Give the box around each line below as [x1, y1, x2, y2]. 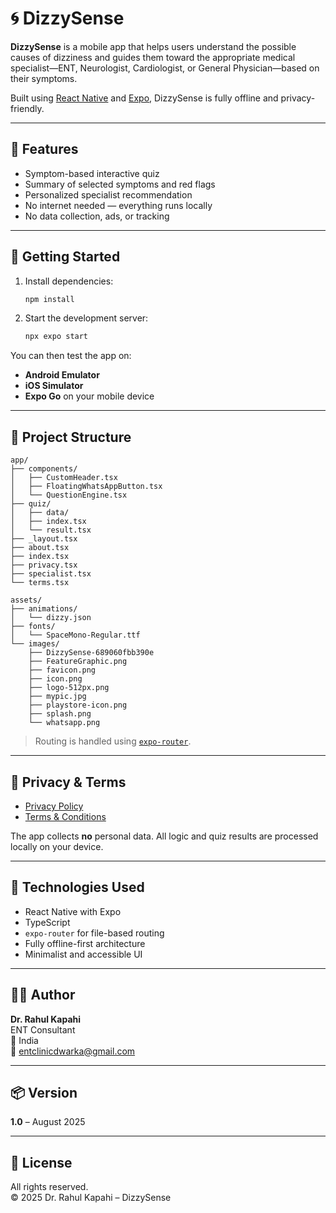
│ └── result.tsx [10, 525, 92, 536]
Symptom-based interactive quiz [24, 167, 160, 179]
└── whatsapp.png [28, 718, 101, 728]
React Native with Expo [24, 905, 122, 917]
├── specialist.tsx [10, 569, 92, 579]
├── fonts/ [10, 622, 56, 632]
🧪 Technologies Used [10, 879, 145, 896]
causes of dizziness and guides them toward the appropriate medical [10, 51, 296, 63]
